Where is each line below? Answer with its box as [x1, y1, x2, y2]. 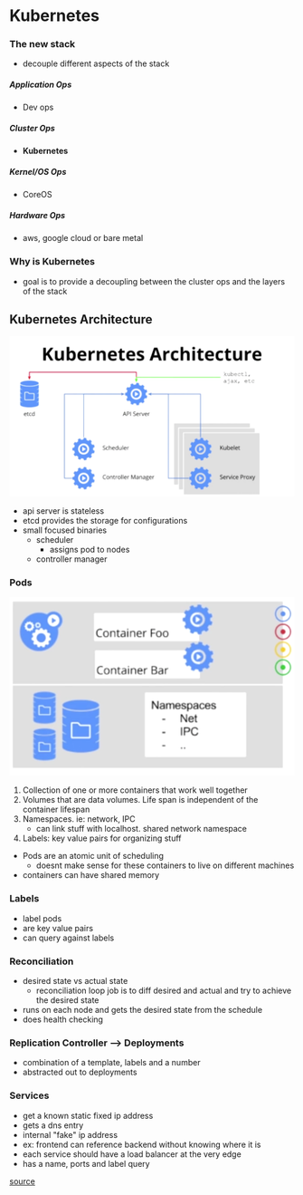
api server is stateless [22, 505, 105, 516]
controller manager [35, 554, 108, 564]
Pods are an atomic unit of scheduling [22, 851, 165, 862]
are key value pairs [22, 922, 93, 933]
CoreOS [22, 189, 52, 200]
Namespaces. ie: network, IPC [22, 814, 136, 824]
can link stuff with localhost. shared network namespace [35, 824, 247, 834]
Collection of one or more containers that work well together [22, 785, 249, 795]
